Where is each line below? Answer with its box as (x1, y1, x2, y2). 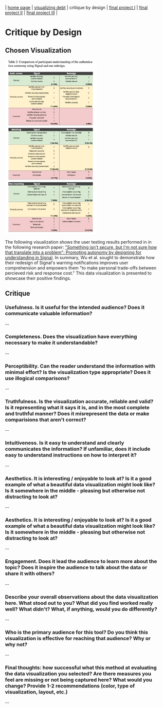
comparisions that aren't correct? (5, 417, 87, 423)
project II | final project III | (5, 10, 58, 16)
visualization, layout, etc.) (5, 689, 68, 695)
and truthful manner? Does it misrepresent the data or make (5, 410, 149, 417)
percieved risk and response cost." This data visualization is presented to (5, 270, 152, 276)
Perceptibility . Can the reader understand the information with (5, 363, 156, 369)
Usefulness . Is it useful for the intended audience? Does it (5, 304, 145, 311)
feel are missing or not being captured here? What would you (5, 676, 152, 683)
